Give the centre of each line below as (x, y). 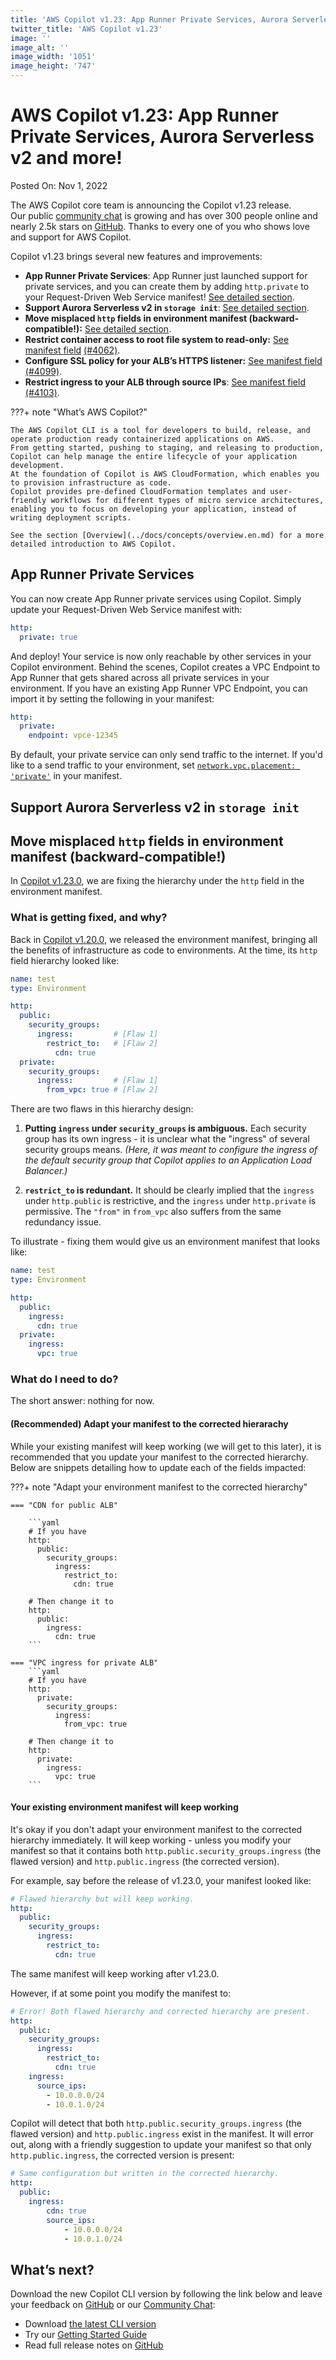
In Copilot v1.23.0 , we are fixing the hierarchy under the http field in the (157, 881)
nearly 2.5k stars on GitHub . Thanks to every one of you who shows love (160, 226)
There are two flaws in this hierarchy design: (102, 1109)
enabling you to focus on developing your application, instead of (154, 509)
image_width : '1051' (53, 57)
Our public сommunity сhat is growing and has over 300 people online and (164, 215)
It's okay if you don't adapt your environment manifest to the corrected (156, 1829)
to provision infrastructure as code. (91, 482)
